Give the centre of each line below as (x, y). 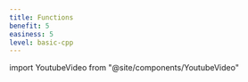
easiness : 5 (31, 34)
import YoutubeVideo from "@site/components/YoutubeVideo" (124, 68)
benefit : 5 (29, 26)
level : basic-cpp (41, 42)
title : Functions (41, 17)
